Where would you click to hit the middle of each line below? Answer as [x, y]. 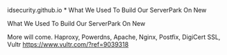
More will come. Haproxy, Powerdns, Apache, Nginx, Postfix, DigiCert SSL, [114, 37]
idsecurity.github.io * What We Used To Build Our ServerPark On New [107, 10]
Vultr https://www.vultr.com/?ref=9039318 [68, 44]
